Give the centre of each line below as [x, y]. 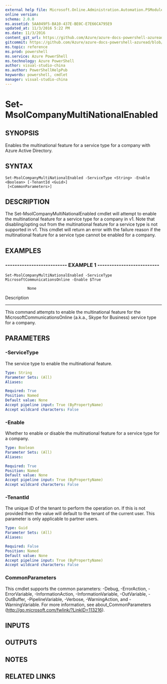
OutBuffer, [16, 599]
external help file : [27, 10]
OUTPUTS [21, 643]
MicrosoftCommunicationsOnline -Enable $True [53, 280]
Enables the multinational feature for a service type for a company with [78, 145]
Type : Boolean [20, 448]
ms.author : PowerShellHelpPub [37, 70]
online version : [22, 14]
